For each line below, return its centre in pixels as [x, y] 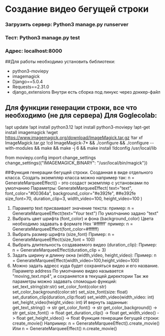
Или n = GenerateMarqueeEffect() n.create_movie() [65, 329]
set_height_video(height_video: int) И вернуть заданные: [70, 302]
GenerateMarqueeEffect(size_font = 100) [53, 239]
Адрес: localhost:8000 [34, 51]
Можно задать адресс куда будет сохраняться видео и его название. [85, 266]
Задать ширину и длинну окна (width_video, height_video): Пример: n [84, 255]
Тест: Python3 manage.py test [43, 38]
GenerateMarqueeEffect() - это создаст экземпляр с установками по [77, 183]
